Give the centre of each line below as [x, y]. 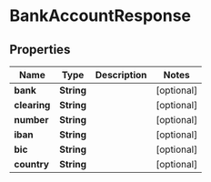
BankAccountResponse [100, 16]
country [32, 164]
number [31, 120]
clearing [32, 105]
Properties [40, 50]
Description [121, 75]
